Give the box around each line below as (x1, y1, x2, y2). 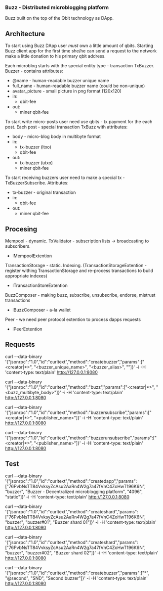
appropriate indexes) (5, 273, 48, 278)
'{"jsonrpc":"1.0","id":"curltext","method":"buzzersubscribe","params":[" (5, 409, 152, 415)
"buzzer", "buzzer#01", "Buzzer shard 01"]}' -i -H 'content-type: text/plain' (5, 519, 157, 525)
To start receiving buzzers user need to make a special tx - (5, 175, 125, 181)
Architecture (5, 29, 45, 38)
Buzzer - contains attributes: (5, 68, 63, 74)
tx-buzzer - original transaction (12, 189, 76, 195)
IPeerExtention (12, 326, 43, 332)
